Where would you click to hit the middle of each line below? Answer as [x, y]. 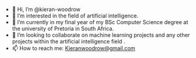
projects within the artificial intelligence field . [69, 41]
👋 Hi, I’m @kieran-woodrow [46, 9]
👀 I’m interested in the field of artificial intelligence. [75, 16]
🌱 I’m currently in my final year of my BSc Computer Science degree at [100, 22]
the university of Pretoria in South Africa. [63, 28]
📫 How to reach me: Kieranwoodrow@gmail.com [73, 48]
